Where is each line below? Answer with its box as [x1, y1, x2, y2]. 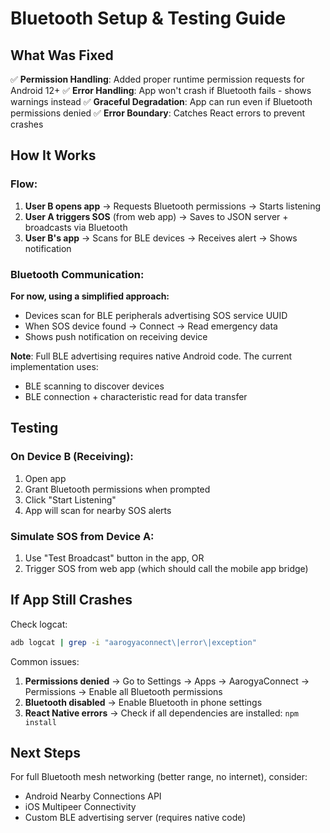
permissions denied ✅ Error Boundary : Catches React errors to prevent [10, 107, 306, 119]
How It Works [10, 147, 97, 164]
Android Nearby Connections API [24, 790, 162, 802]
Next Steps [10, 745, 81, 762]
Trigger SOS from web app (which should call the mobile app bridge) [24, 562, 309, 574]
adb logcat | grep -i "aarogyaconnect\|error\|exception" [10, 637, 257, 647]
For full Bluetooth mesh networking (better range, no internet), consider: [10, 771, 308, 783]
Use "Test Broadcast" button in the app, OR [24, 552, 205, 564]
